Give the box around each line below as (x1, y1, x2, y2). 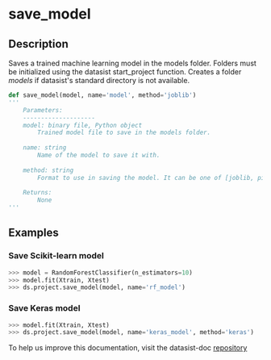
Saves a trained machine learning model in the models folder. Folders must (8, 58, 256, 68)
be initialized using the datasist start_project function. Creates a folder (8, 67, 242, 77)
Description (8, 37, 69, 51)
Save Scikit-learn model (8, 250, 105, 262)
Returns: (23, 189, 52, 197)
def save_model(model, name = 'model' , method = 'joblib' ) (8, 91, 197, 99)
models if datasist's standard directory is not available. (8, 76, 190, 85)
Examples (8, 226, 59, 240)
